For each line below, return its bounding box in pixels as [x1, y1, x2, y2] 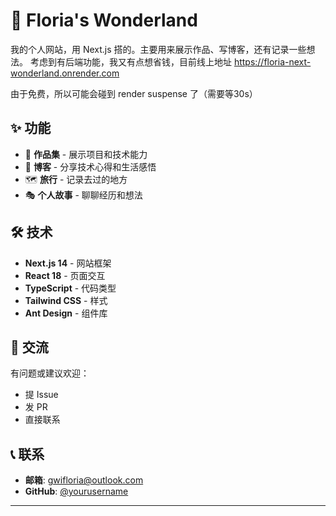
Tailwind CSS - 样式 [24, 294, 108, 306]
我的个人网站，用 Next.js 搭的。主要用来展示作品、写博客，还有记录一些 [10, 43, 307, 55]
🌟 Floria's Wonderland [10, 9, 198, 32]
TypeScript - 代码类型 [24, 282, 117, 294]
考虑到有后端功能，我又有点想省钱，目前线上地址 [29, 55, 232, 68]
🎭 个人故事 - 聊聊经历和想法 [24, 189, 143, 201]
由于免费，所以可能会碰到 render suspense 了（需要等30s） [10, 87, 258, 99]
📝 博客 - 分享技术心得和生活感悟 [24, 160, 157, 173]
